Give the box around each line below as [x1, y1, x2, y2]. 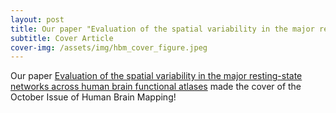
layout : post [10, 14, 65, 25]
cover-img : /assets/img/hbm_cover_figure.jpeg [10, 42, 208, 53]
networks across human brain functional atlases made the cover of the [10, 81, 302, 93]
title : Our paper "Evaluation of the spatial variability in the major [10, 24, 315, 34]
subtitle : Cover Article [10, 33, 114, 43]
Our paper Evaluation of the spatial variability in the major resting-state [10, 70, 303, 82]
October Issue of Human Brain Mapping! [10, 91, 177, 103]
